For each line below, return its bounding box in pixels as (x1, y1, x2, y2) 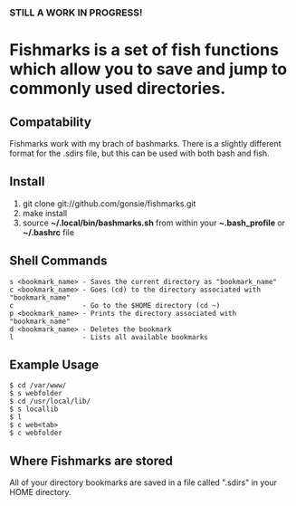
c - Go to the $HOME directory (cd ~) (9, 301, 221, 310)
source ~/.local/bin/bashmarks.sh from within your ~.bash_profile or (22, 217, 286, 228)
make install (22, 207, 68, 218)
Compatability (9, 114, 92, 129)
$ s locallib (9, 405, 59, 414)
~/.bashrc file (22, 226, 75, 237)
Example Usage (9, 357, 100, 372)
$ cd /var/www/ (9, 381, 67, 390)
